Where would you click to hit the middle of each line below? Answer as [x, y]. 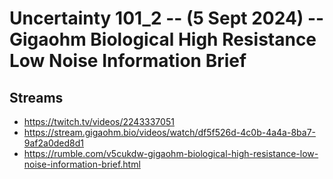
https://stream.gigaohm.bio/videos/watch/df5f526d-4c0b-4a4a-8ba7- [169, 132]
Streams [36, 97]
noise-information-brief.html [82, 164]
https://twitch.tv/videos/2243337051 [99, 121]
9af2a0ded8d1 [53, 143]
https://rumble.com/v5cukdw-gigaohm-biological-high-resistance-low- [171, 153]
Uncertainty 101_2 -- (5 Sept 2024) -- [167, 18]
